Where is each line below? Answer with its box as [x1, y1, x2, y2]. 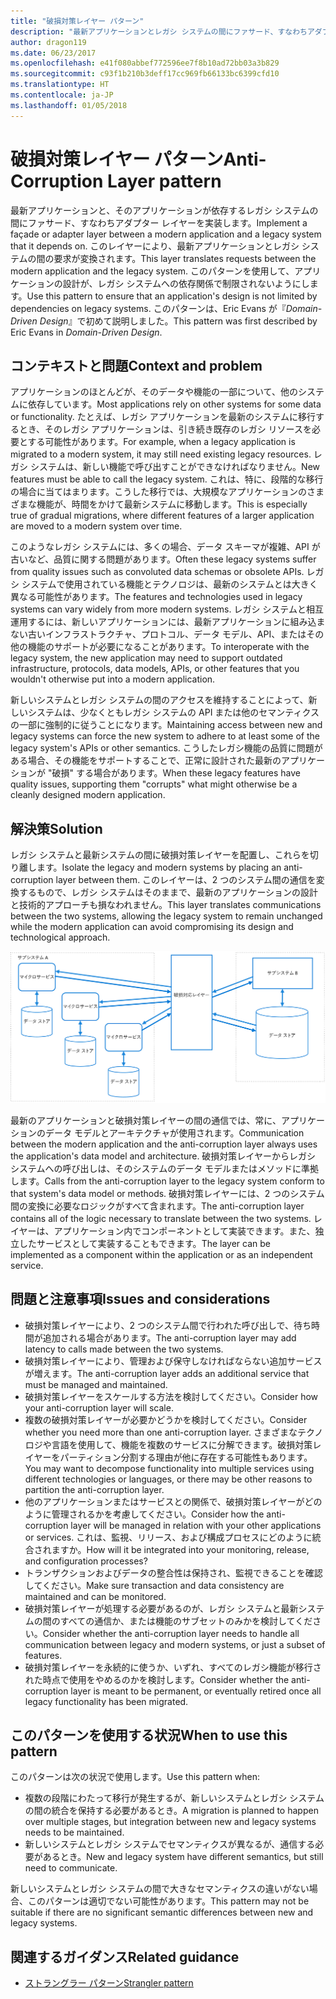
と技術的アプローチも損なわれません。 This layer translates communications [10, 899, 322, 911]
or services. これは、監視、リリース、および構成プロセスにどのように [24, 1531, 313, 1543]
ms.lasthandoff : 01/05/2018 [10, 100, 128, 110]
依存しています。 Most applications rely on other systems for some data [27, 398, 322, 410]
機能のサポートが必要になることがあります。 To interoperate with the [27, 641, 310, 653]
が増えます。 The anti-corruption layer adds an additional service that [24, 1367, 310, 1379]
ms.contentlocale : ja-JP [10, 90, 114, 100]
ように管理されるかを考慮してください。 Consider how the [24, 1508, 265, 1520]
